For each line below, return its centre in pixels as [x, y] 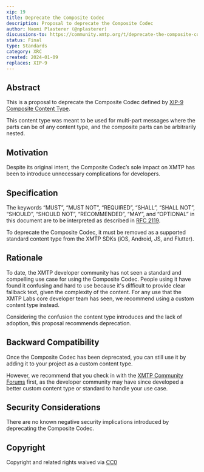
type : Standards [27, 46]
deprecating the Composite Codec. [50, 428]
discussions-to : [27, 35]
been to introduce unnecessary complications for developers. [83, 174]
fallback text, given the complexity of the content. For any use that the [94, 292]
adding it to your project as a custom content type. [70, 364]
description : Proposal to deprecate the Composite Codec [80, 23]
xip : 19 [16, 12]
